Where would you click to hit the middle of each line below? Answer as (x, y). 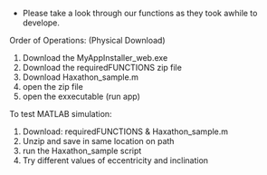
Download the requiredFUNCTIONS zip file (102, 68)
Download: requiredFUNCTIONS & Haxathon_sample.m (125, 131)
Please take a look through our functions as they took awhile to (140, 13)
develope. (41, 23)
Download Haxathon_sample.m (80, 77)
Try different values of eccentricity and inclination (115, 160)
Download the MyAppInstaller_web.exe (95, 58)
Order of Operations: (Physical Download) (87, 40)
